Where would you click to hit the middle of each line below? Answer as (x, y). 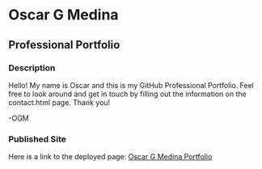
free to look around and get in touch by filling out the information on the (127, 94)
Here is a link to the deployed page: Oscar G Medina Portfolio (110, 157)
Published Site (37, 139)
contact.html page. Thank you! (59, 102)
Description (32, 68)
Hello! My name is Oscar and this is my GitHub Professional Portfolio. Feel (131, 85)
